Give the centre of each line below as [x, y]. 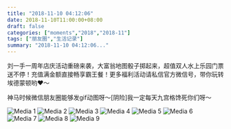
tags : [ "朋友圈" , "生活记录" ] [45, 39]
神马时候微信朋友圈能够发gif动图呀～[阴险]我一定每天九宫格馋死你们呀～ [109, 97]
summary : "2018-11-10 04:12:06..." [58, 45]
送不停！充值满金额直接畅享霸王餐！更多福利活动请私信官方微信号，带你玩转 [115, 74]
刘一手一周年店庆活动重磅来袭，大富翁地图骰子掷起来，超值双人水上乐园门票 [115, 66]
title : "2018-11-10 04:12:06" [51, 13]
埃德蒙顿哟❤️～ [29, 83]
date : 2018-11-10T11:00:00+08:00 [55, 20]
